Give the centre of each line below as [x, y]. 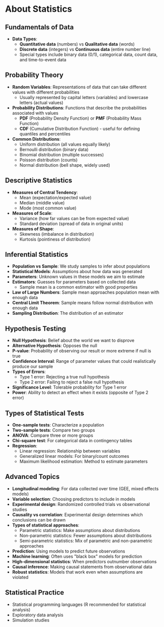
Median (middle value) [42, 202]
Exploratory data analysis [38, 615]
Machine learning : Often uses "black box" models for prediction [77, 556]
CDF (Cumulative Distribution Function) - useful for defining [80, 128]
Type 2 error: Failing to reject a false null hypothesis [72, 382]
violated [20, 577]
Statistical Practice [35, 592]
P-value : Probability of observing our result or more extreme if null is [82, 351]
